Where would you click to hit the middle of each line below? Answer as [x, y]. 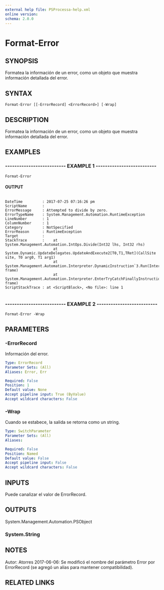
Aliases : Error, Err [26, 372]
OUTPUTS [21, 510]
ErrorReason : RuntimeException [43, 232]
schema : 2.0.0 [20, 19]
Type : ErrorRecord [24, 363]
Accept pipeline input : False [36, 463]
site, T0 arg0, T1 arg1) [30, 257]
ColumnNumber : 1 [27, 223]
